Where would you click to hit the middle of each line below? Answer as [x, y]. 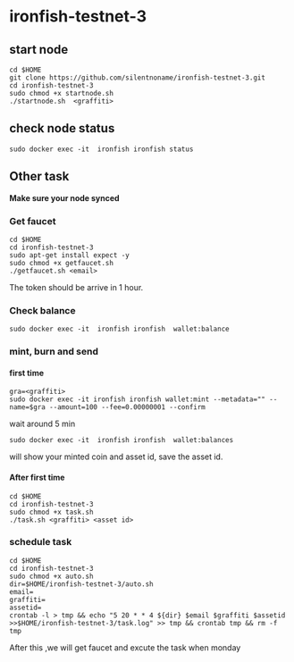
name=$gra [28, 407]
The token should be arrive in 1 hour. [76, 287]
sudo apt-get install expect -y [69, 255]
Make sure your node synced [64, 197]
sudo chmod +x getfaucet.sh [62, 263]
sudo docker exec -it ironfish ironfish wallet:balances [122, 440]
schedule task [41, 542]
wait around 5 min [42, 424]
